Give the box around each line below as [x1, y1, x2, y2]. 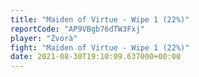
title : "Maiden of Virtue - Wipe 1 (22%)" [10, 14, 190, 25]
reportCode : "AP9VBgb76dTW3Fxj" [10, 24, 145, 34]
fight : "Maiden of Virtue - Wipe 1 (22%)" [10, 42, 190, 53]
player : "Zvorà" [10, 33, 78, 43]
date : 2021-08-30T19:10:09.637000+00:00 [10, 52, 182, 62]
